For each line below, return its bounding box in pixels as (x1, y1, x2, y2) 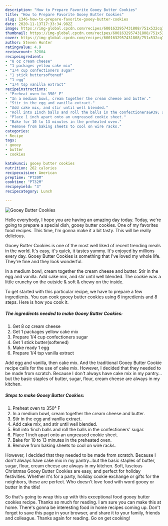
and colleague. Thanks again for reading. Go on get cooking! (5, 515, 130, 521)
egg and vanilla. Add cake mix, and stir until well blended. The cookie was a (5, 273, 161, 279)
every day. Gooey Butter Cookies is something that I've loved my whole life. (5, 253, 161, 259)
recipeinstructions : (5, 86, 48, 92)
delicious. (5, 233, 25, 239)
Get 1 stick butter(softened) (12, 339, 69, 345)
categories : (5, 128, 30, 133)
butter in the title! (5, 484, 40, 490)
